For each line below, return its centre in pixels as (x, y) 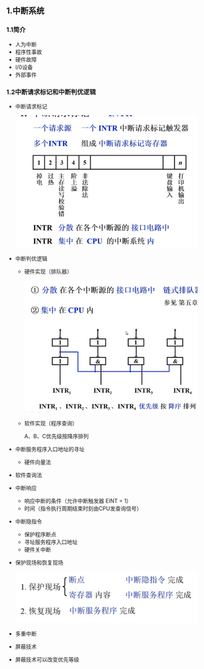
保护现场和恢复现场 (39, 562)
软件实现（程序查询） (51, 423)
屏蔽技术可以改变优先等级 (47, 659)
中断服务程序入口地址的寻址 (50, 449)
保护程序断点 (40, 534)
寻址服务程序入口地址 (51, 542)
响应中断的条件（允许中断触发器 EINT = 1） (78, 501)
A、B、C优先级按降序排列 (56, 436)
